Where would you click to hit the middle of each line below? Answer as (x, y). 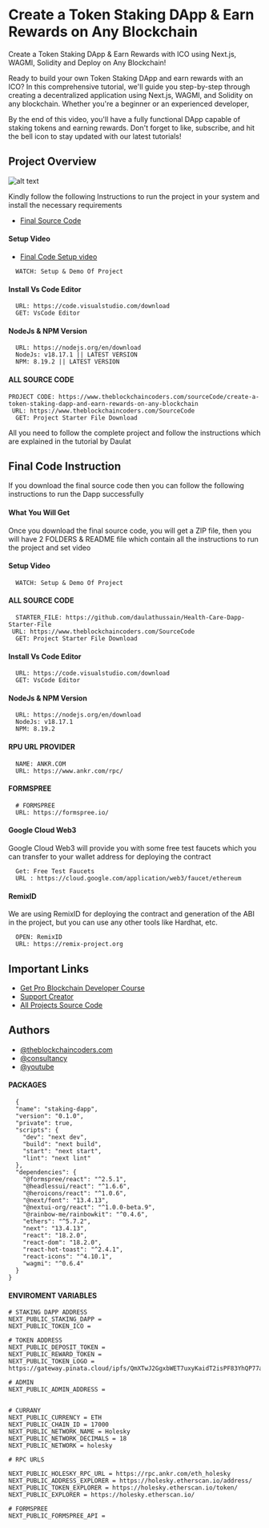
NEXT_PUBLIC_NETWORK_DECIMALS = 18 (68, 1439)
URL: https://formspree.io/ (62, 812)
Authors (29, 1030)
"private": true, (44, 1124)
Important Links (49, 969)
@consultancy (44, 1058)
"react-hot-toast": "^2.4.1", (73, 1250)
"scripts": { (37, 1130)
